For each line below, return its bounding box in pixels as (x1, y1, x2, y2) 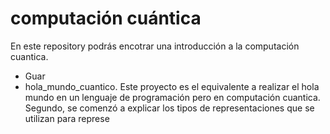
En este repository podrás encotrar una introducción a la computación (10, 40, 300, 52)
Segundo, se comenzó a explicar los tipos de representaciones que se (24, 102, 315, 114)
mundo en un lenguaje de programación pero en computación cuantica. (24, 91, 321, 103)
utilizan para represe (24, 112, 110, 124)
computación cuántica (10, 7, 202, 30)
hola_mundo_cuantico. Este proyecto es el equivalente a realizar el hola (24, 80, 320, 92)
